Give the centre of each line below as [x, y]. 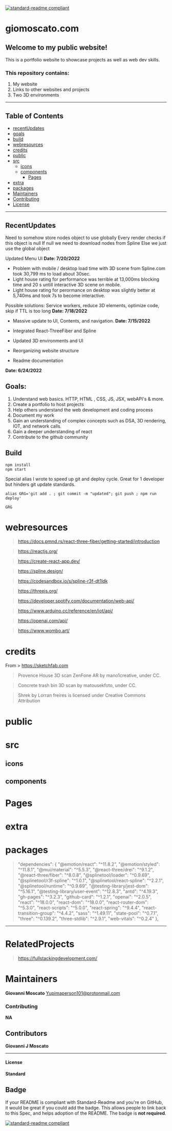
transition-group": [37, 913]
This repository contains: [37, 73]
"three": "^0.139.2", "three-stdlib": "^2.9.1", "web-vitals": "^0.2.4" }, [88, 919]
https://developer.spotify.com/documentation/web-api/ [76, 601]
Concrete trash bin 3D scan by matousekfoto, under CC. [77, 686]
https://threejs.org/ [38, 591]
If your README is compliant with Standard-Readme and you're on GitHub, [84, 1102]
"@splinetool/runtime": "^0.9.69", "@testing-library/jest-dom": [83, 886]
